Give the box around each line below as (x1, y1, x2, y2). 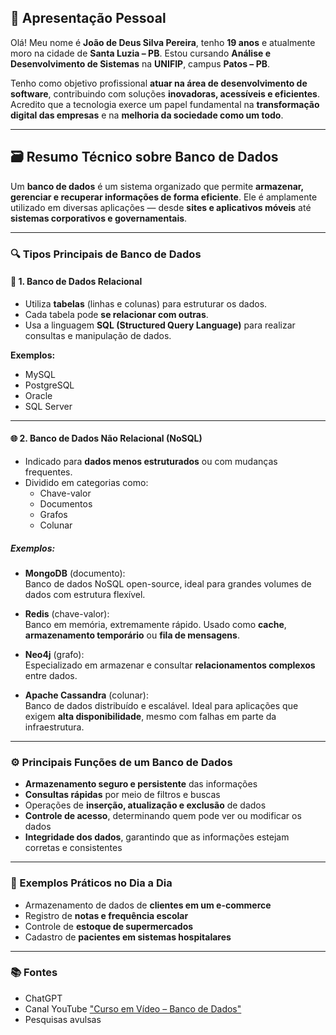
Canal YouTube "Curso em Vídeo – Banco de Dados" (24, 1002, 242, 1015)
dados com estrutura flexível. (24, 588, 146, 600)
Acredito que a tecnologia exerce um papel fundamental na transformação (10, 98, 320, 110)
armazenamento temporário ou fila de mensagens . (24, 629, 240, 641)
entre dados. (24, 669, 78, 681)
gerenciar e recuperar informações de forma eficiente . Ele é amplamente (10, 191, 318, 203)
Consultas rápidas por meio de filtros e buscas (24, 789, 221, 801)
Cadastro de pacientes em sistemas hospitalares (24, 931, 232, 943)
